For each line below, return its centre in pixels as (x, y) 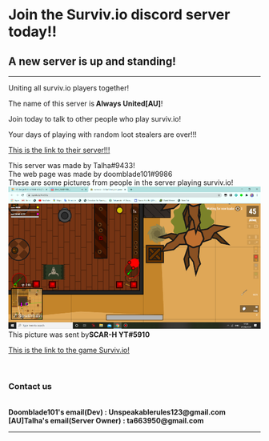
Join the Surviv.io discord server (119, 15)
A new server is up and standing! (92, 61)
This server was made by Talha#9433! (72, 165)
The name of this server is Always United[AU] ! (86, 103)
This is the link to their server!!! (59, 150)
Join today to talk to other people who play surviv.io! (95, 119)
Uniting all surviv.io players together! (69, 88)
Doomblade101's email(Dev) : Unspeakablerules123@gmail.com (117, 412)
